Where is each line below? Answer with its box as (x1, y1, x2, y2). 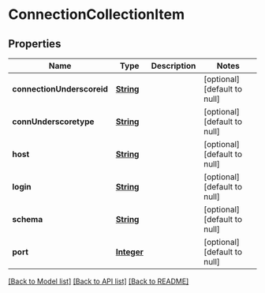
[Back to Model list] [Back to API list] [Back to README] (8, 276, 189, 286)
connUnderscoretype (12, 116, 95, 127)
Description (151, 61, 196, 71)
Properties (8, 37, 62, 51)
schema (12, 214, 43, 224)
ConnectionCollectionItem (8, 6, 185, 24)
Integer (115, 246, 144, 257)
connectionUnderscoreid (12, 84, 109, 94)
